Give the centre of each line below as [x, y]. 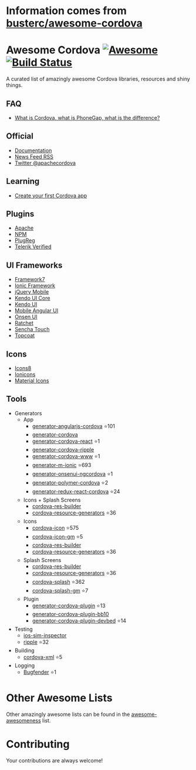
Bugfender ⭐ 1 [40, 672]
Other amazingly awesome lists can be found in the [68, 714]
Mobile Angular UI [36, 311]
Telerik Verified [33, 247]
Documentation [33, 150]
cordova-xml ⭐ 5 [43, 657]
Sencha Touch [32, 329]
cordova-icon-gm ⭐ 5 [58, 536]
